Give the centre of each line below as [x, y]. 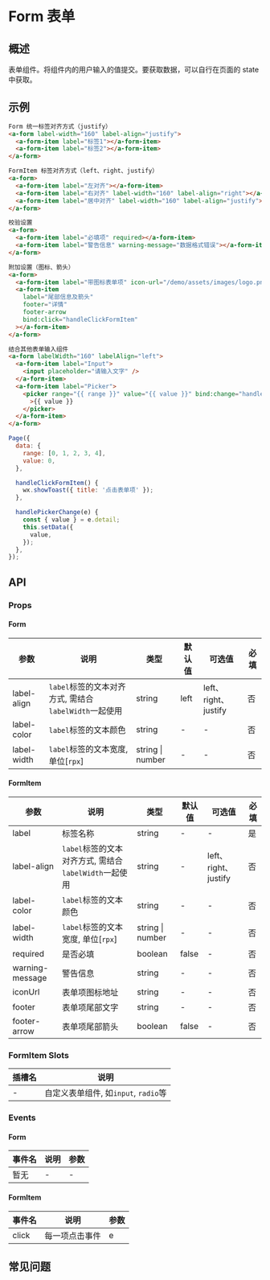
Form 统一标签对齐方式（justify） [60, 126]
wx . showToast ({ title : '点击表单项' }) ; [88, 490]
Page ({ [19, 438]
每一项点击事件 [73, 1236]
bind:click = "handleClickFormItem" [80, 319]
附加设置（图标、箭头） [41, 267]
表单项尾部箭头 [90, 1027]
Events [22, 1117]
